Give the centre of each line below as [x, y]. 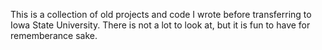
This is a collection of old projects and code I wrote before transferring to [161, 14]
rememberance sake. [54, 35]
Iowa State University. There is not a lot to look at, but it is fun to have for [160, 25]
